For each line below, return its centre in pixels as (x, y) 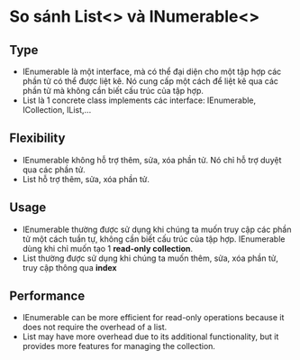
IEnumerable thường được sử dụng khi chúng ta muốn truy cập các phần (157, 229)
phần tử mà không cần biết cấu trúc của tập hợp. (113, 91)
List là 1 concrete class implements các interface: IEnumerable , (139, 100)
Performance (47, 296)
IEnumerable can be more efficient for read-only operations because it (153, 318)
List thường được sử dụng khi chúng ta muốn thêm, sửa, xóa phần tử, (150, 258)
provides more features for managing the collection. (119, 346)
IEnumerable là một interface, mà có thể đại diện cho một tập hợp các (152, 71)
